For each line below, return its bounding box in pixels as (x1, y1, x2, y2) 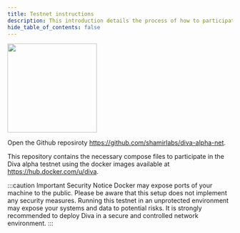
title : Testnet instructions (7, 10, 94, 18)
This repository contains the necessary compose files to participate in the (7, 152, 225, 161)
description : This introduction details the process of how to (7, 17, 200, 24)
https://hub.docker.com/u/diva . (7, 167, 99, 176)
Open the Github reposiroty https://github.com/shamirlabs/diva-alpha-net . (7, 138, 226, 147)
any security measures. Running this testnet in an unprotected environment (7, 197, 229, 205)
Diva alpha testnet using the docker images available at (7, 160, 170, 168)
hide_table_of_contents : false (7, 24, 101, 31)
